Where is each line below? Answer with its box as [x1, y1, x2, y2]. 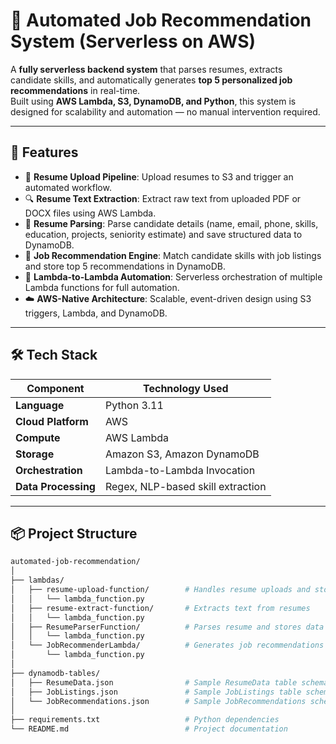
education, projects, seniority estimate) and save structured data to [24, 228, 303, 240]
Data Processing [15, 479, 96, 493]
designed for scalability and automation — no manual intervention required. [10, 105, 321, 118]
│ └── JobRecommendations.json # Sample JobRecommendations [10, 696, 307, 706]
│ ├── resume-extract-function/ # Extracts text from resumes [10, 603, 311, 613]
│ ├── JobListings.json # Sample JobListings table [10, 687, 302, 697]
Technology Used [143, 381, 229, 395]
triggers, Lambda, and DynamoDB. [24, 307, 168, 319]
